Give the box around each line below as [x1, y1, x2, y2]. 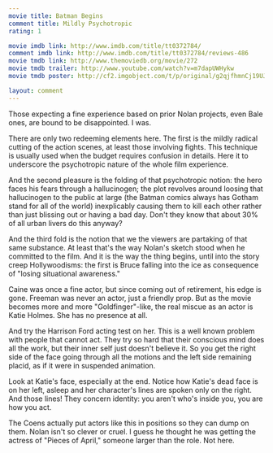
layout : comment [8, 86, 63, 94]
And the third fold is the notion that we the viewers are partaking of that [8, 233, 248, 244]
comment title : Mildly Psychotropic [8, 20, 132, 28]
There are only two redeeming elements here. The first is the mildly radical [8, 133, 258, 143]
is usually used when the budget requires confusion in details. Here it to [8, 150, 249, 160]
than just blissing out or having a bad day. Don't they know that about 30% [8, 209, 258, 220]
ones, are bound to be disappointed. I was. [8, 117, 152, 127]
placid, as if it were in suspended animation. [8, 360, 156, 370]
